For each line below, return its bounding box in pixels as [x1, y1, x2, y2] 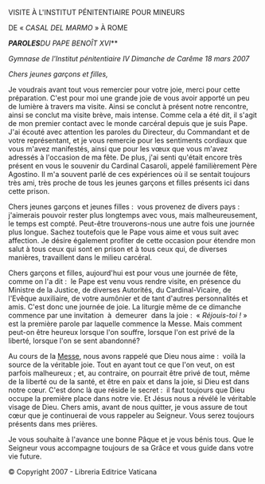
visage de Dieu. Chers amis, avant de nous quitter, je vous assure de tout [8, 403, 248, 411]
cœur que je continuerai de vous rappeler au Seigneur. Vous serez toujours [8, 411, 255, 420]
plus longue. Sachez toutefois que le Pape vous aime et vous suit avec [8, 227, 240, 237]
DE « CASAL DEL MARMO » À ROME [8, 23, 129, 32]
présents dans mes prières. [8, 419, 98, 428]
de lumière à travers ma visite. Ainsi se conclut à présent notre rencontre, [8, 102, 249, 111]
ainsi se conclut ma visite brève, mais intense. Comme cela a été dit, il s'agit [8, 110, 257, 120]
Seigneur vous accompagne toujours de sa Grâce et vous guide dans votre [8, 443, 254, 452]
